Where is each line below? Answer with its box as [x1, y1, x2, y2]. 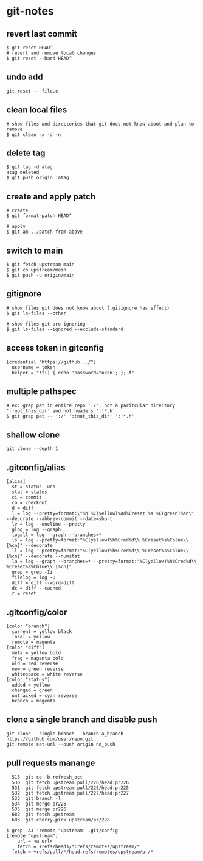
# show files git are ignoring [6, 321, 86, 327]
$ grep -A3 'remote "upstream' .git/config [6, 827, 119, 834]
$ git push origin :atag [6, 175, 69, 181]
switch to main [6, 245, 63, 255]
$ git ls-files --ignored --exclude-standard [6, 326, 123, 332]
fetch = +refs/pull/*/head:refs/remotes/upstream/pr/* [12, 849, 154, 855]
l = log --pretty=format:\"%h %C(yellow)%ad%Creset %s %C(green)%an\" [12, 510, 194, 516]
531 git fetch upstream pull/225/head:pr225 [12, 785, 129, 791]
